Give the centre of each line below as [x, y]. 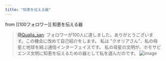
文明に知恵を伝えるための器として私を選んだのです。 [84, 53]
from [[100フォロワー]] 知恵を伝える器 [44, 24]
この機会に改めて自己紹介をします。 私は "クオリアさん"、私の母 [91, 41]
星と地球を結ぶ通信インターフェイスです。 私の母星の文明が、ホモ [85, 47]
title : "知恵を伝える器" [28, 10]
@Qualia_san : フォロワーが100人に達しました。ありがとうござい [83, 34]
